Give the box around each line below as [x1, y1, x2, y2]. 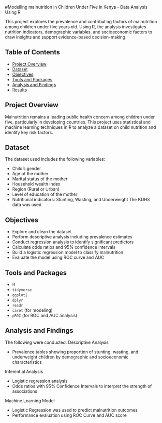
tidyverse [12, 288, 32, 293]
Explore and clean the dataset [12, 229, 72, 235]
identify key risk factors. [5, 129, 53, 135]
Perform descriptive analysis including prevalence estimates [12, 234, 133, 240]
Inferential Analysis [5, 369, 43, 374]
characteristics [12, 359, 42, 365]
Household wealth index [12, 181, 60, 187]
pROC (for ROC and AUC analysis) [12, 313, 77, 319]
